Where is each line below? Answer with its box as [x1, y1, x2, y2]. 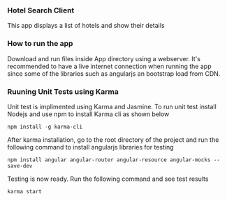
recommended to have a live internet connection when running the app [7, 62, 212, 70]
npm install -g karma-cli [7, 123, 82, 130]
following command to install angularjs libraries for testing [7, 143, 174, 151]
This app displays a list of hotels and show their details [7, 22, 166, 30]
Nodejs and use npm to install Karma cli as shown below [7, 110, 170, 118]
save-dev [7, 162, 33, 169]
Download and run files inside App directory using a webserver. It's [7, 54, 201, 63]
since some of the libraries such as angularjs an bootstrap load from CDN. [7, 69, 221, 78]
